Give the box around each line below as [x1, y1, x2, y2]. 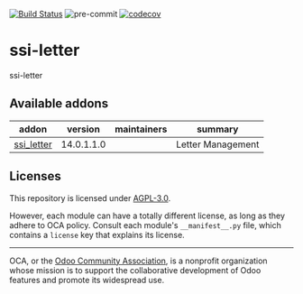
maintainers [114, 123, 168, 135]
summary [197, 123, 239, 135]
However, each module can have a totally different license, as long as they [9, 210, 286, 221]
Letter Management [175, 138, 260, 151]
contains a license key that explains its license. [9, 229, 185, 240]
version [66, 123, 101, 135]
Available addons [9, 96, 109, 112]
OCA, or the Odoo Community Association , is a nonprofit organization [9, 255, 268, 266]
